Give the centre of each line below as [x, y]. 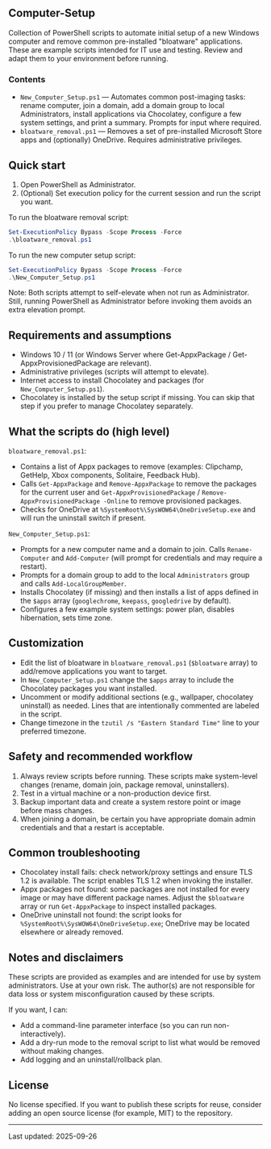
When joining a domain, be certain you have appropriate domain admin [138, 819]
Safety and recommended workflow [101, 756]
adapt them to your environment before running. [88, 58]
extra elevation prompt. [47, 310]
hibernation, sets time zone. [66, 618]
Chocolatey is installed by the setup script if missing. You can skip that [138, 398]
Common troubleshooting [75, 853]
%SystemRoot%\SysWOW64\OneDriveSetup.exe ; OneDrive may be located [135, 924]
